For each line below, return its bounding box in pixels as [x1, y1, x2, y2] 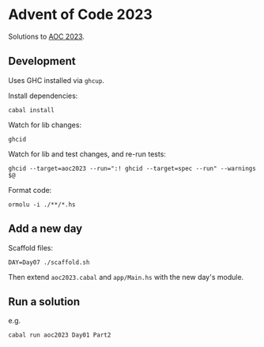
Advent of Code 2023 [8, 6, 153, 24]
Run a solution [8, 295, 81, 308]
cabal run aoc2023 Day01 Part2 [8, 331, 111, 339]
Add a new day [8, 222, 83, 236]
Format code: [8, 185, 52, 194]
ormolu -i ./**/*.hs [8, 200, 77, 209]
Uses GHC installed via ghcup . [8, 75, 105, 85]
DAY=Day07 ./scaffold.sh [8, 258, 90, 266]
